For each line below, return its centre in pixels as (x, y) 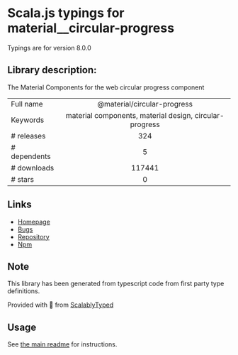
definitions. (24, 291)
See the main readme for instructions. (62, 344)
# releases (28, 136)
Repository (33, 236)
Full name (27, 104)
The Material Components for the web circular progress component (106, 87)
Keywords (28, 120)
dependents (31, 156)
